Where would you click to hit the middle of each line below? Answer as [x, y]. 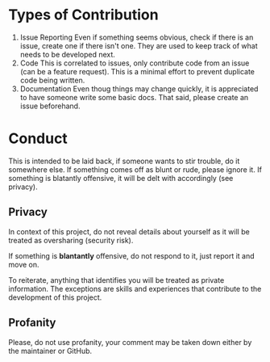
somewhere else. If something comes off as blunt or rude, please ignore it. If [135, 169]
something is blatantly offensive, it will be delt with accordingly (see [121, 178]
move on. [24, 264]
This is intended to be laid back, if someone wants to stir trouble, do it [124, 161]
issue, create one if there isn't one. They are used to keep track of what [139, 45]
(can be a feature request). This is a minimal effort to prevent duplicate [137, 71]
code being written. [52, 80]
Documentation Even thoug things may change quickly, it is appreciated [139, 88]
